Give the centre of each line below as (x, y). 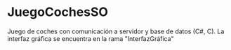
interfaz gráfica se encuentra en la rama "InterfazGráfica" (91, 38)
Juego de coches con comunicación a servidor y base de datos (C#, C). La (116, 31)
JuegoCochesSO (58, 12)
